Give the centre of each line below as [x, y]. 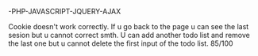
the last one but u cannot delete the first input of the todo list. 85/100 [121, 43]
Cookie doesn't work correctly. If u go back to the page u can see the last [129, 26]
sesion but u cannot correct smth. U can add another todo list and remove [129, 35]
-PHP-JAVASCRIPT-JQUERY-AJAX [65, 11]
